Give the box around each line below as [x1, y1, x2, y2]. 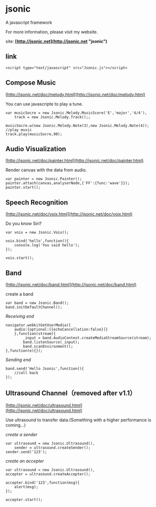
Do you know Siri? [5, 220, 42, 227]
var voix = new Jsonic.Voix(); [5, 230, 69, 235]
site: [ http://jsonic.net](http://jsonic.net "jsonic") [5, 38, 107, 44]
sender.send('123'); [5, 449, 48, 454]
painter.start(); [5, 185, 41, 190]
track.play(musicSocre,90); [5, 131, 63, 137]
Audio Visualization [5, 145, 66, 153]
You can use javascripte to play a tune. [5, 101, 83, 107]
